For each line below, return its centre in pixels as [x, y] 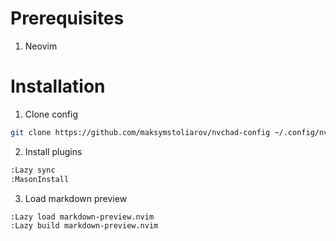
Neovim [41, 46]
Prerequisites [67, 18]
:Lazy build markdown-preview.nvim [84, 225]
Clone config [51, 114]
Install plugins [53, 151]
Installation [58, 86]
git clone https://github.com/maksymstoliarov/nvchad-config [140, 132]
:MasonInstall [40, 179]
